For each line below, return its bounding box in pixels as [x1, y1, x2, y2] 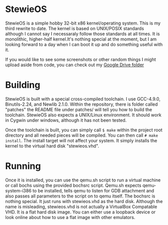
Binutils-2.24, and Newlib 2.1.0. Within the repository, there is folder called [5, 101, 158, 107]
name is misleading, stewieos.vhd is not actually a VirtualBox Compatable [5, 203, 157, 209]
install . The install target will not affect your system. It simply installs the [5, 137, 157, 143]
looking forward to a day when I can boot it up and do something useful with [5, 41, 163, 47]
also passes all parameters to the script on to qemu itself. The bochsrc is [5, 193, 155, 199]
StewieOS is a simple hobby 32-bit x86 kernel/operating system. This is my [5, 20, 161, 26]
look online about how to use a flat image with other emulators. [5, 214, 135, 220]
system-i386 [5, 187, 32, 193]
